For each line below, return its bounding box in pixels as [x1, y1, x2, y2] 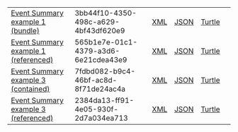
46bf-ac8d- [74, 76, 118, 85]
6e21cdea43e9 [74, 55, 127, 64]
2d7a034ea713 [74, 113, 129, 123]
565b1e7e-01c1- [74, 37, 138, 47]
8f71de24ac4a [74, 84, 126, 94]
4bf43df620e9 [74, 26, 125, 35]
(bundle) [11, 26, 40, 35]
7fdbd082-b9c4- [74, 66, 136, 76]
